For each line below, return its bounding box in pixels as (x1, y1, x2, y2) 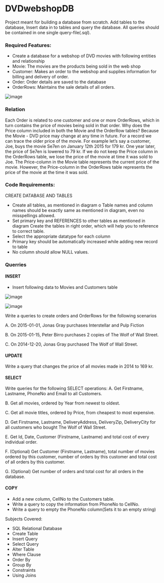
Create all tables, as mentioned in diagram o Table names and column (12, 202, 153, 208)
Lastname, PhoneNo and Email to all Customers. (5, 391, 102, 397)
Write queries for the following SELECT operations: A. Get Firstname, (5, 385, 144, 391)
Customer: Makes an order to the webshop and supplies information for (12, 69, 157, 75)
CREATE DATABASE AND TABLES (5, 192, 72, 199)
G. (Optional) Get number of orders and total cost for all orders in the (5, 469, 143, 475)
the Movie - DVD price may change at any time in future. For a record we (5, 133, 152, 139)
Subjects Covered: (5, 516, 43, 522)
